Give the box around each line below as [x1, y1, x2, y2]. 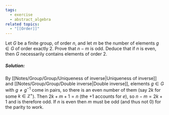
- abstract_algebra [10, 17, 51, 22]
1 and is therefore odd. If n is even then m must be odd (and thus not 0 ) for [5, 99, 161, 105]
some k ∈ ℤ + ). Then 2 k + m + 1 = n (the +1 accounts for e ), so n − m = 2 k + [5, 92, 163, 99]
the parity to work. [5, 104, 44, 110]
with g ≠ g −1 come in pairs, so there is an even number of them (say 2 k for [5, 86, 161, 93]
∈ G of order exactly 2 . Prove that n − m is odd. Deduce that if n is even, [5, 46, 156, 52]
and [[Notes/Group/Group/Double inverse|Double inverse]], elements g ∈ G [5, 81, 164, 87]
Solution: [5, 62, 25, 68]
